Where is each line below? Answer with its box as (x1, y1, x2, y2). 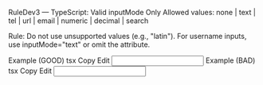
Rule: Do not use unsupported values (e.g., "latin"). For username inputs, (8, 32, 247, 41)
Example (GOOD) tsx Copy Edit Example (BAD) (8, 56, 256, 65)
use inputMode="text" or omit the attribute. (8, 40, 151, 49)
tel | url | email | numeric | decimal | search (8, 16, 149, 25)
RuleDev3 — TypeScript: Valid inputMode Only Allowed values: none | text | (8, 8, 257, 17)
